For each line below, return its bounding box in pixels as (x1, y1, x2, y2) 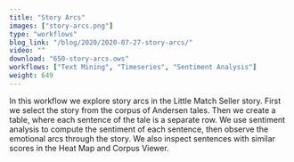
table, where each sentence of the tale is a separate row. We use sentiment (9, 114, 286, 125)
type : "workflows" (9, 29, 78, 38)
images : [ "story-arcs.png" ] (9, 21, 114, 30)
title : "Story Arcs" (9, 12, 86, 22)
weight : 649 (9, 71, 53, 80)
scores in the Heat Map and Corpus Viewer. (9, 142, 169, 153)
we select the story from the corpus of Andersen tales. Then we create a (9, 104, 276, 116)
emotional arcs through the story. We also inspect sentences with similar (9, 133, 276, 143)
